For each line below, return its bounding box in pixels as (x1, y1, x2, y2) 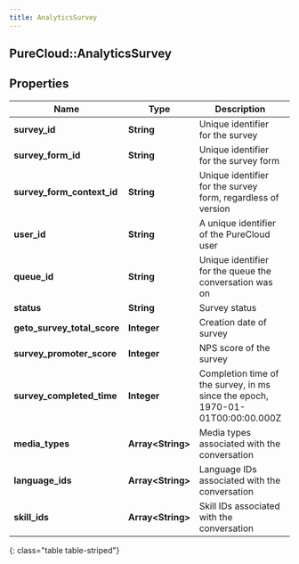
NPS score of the (198, 341, 271, 354)
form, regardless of (198, 191, 279, 203)
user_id (13, 228, 46, 241)
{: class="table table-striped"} (9, 544, 120, 555)
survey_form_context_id (13, 185, 118, 198)
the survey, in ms (198, 378, 271, 390)
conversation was (198, 275, 273, 288)
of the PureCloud (198, 228, 271, 241)
